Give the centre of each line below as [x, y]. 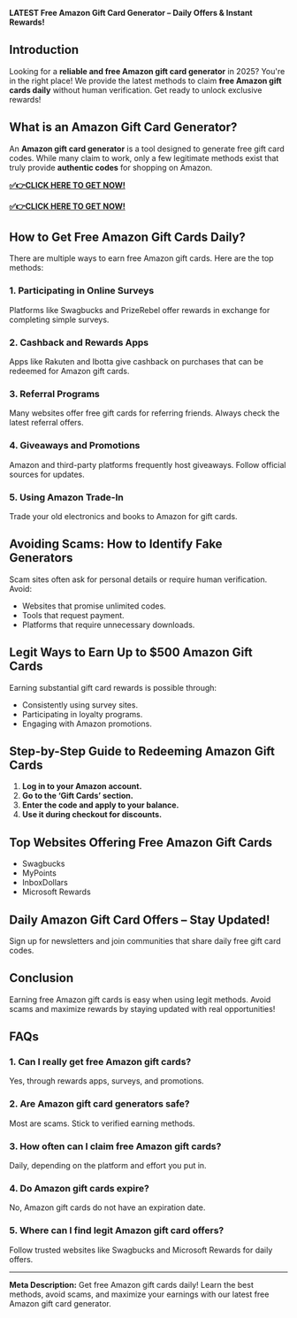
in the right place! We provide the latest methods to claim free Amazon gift [145, 80]
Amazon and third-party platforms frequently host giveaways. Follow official [148, 464]
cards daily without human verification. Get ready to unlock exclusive [136, 90]
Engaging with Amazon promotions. [87, 724]
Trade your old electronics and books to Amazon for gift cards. [123, 516]
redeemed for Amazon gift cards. [69, 372]
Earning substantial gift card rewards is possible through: [113, 687]
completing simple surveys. [59, 319]
